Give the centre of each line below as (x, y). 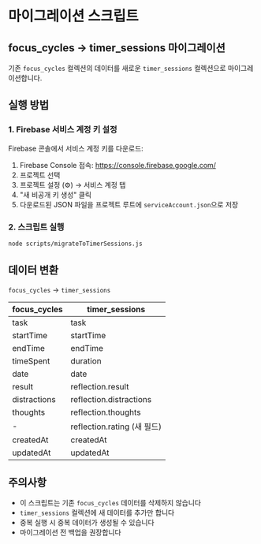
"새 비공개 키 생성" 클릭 (56, 195)
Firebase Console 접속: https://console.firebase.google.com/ (118, 165)
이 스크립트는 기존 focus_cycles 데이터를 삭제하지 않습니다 (110, 503)
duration (86, 361)
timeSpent (31, 361)
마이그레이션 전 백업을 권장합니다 (70, 532)
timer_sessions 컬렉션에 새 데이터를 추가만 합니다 (97, 512)
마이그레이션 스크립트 (74, 16)
